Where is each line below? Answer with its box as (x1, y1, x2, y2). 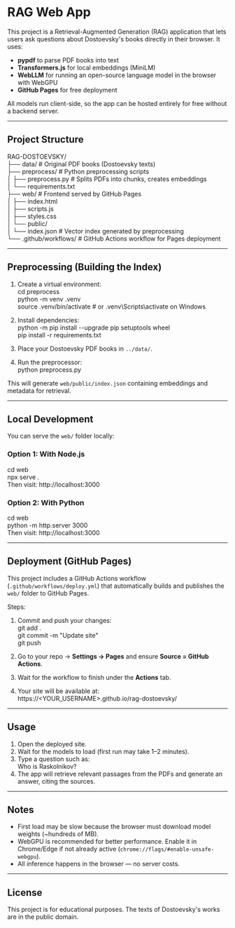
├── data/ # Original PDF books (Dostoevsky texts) (7, 159, 156, 168)
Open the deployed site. (17, 739, 87, 748)
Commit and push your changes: (17, 616, 112, 624)
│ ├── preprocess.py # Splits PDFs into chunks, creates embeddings (7, 175, 208, 183)
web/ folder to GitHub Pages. (7, 589, 90, 597)
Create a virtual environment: (17, 280, 101, 288)
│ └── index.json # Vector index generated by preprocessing (7, 227, 184, 235)
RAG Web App (7, 4, 91, 20)
